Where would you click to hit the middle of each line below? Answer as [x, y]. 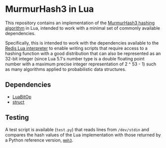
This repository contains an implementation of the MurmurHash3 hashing [80, 23]
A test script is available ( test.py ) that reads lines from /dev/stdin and [77, 129]
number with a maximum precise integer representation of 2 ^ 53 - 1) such [81, 64]
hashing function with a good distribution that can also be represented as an [83, 53]
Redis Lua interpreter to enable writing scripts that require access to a [76, 48]
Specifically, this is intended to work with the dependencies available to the [82, 43]
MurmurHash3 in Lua [50, 9]
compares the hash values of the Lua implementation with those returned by [83, 135]
